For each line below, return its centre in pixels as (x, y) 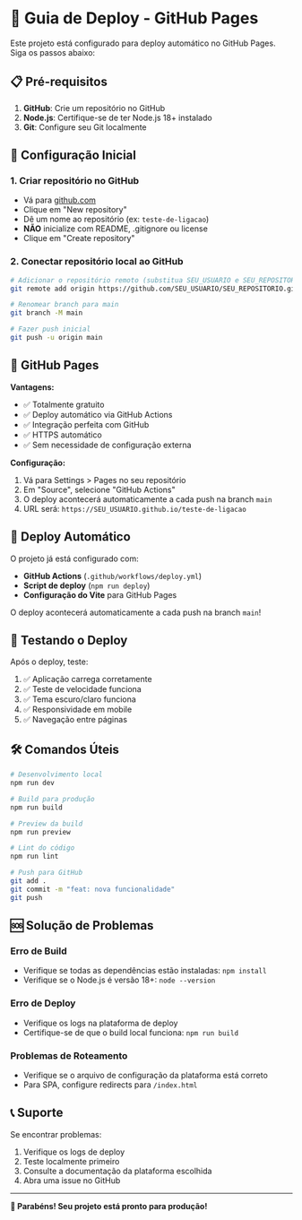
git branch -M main (47, 313)
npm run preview (40, 832)
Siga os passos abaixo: (53, 52)
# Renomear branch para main (65, 305)
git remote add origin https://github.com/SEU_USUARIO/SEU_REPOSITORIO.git (155, 289)
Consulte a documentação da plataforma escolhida (117, 1171)
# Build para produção (52, 799)
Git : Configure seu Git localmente (85, 127)
